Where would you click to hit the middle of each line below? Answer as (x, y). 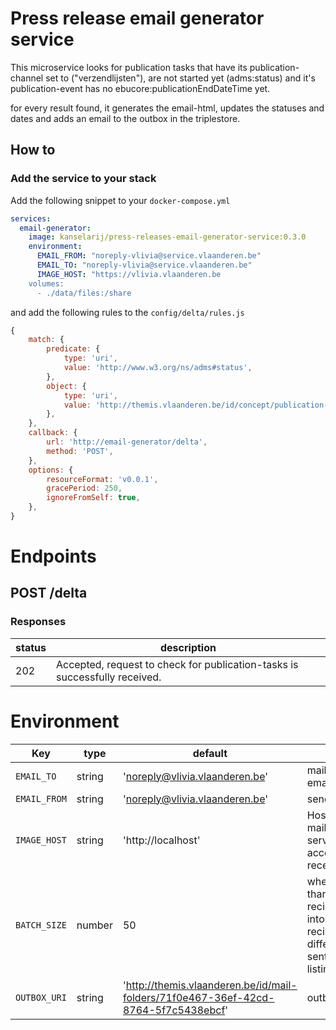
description (188, 647)
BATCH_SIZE (41, 925)
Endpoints (53, 556)
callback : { (53, 433)
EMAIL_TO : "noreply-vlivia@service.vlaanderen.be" (144, 265)
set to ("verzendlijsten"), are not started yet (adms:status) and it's (180, 78)
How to (33, 150)
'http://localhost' (161, 840)
